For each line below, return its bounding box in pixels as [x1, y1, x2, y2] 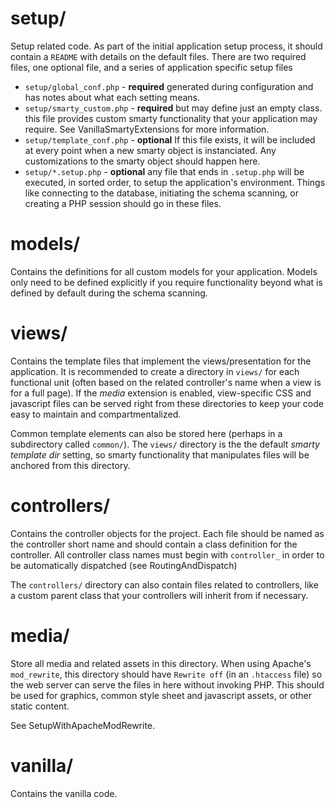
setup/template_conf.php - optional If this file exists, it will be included [24, 133, 316, 146]
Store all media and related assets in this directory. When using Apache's [10, 657, 312, 669]
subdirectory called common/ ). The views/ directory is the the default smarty [10, 438, 320, 450]
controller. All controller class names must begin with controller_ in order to [10, 548, 325, 561]
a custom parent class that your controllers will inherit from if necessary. [10, 589, 309, 601]
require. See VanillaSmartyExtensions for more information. [24, 123, 270, 135]
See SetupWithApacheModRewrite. [10, 719, 156, 731]
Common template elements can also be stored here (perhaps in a [10, 427, 283, 439]
